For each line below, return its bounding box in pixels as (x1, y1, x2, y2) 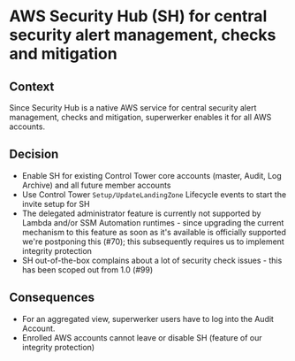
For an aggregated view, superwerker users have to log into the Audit (21, 313, 274, 324)
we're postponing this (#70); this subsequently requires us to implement (21, 236, 284, 247)
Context (9, 79, 55, 94)
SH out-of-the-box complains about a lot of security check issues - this (21, 255, 283, 265)
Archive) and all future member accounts (21, 180, 171, 190)
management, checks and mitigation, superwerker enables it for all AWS (9, 112, 272, 122)
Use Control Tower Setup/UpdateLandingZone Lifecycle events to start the (21, 188, 287, 200)
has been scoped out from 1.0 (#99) (21, 264, 153, 275)
